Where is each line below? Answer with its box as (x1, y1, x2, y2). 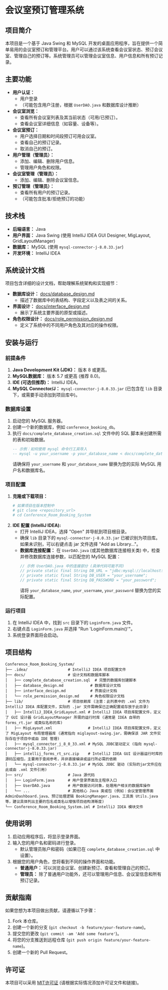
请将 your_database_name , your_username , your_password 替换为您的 (19, 587, 157, 593)
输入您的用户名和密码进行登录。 (12, 839, 78, 846)
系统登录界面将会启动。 (12, 632, 61, 638)
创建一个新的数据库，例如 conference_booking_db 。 (12, 424, 118, 430)
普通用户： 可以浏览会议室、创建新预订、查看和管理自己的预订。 (19, 864, 153, 871)
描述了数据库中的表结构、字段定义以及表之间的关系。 (19, 297, 130, 303)
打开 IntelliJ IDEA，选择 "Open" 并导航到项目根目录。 (19, 529, 129, 535)
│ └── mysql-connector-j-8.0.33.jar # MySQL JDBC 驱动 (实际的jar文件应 (5, 762, 158, 767)
